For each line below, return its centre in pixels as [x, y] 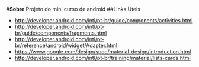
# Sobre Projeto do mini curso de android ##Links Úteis [73, 9]
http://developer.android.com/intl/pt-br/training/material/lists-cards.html [102, 58]
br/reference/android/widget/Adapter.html [66, 45]
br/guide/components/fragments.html [61, 33]
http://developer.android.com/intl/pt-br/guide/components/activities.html [104, 20]
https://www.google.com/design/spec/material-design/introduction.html [103, 52]
